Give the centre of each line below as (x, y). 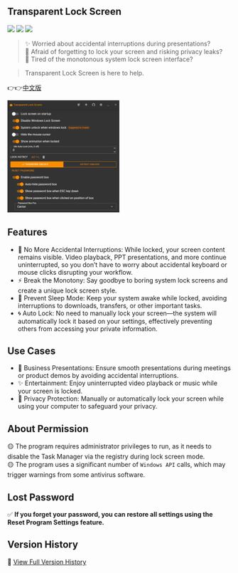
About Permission (48, 429)
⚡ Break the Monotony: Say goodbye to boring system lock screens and (123, 280)
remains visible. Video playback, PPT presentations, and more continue (122, 257)
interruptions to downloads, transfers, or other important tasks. (110, 305)
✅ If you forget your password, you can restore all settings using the (110, 515)
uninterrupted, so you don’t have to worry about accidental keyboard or (122, 264)
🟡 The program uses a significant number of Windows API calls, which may (117, 465)
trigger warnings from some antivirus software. (76, 475)
